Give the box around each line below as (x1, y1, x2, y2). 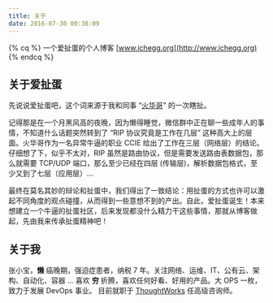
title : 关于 (8, 11, 46, 20)
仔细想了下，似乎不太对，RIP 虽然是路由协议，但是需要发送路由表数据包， (8, 148, 257, 158)
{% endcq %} (8, 52, 54, 62)
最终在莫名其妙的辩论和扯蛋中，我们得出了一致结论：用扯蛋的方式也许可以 (8, 186, 258, 196)
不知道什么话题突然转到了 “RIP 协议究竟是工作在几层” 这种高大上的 (22, 128, 245, 138)
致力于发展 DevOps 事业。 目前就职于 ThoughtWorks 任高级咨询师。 (8, 286, 237, 296)
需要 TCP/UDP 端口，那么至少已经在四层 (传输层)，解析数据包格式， (22, 158, 251, 168)
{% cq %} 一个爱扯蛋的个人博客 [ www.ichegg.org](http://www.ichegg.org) (8, 42, 258, 53)
